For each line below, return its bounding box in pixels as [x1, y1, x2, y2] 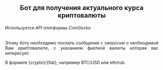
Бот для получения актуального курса [20, 4, 144, 12]
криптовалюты [57, 12, 106, 20]
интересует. [5, 50, 30, 56]
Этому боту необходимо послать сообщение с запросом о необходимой [5, 40, 159, 45]
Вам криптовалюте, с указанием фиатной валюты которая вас [5, 45, 159, 51]
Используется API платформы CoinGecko [5, 25, 91, 30]
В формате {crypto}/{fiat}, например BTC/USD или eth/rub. [5, 59, 126, 65]
